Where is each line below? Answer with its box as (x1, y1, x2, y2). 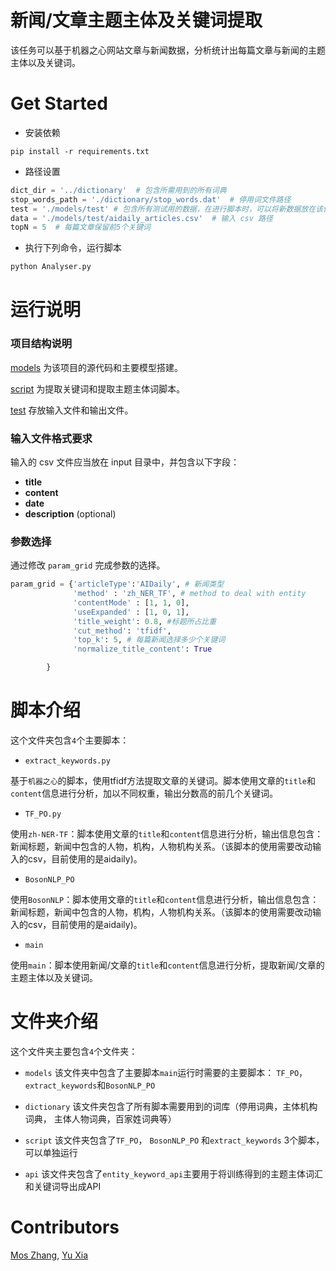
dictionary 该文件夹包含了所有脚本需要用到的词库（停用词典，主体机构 (24, 1100, 318, 1112)
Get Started (10, 92, 108, 115)
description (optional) (24, 507, 117, 520)
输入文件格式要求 (10, 431, 93, 445)
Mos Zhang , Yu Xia (10, 1249, 89, 1261)
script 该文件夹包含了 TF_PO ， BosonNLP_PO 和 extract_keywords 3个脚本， (24, 1134, 325, 1146)
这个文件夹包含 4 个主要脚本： (10, 734, 130, 746)
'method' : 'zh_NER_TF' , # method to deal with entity (73, 589, 307, 599)
